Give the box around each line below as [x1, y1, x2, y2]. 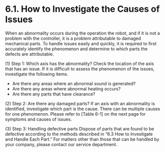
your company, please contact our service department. [5, 141, 118, 147]
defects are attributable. [5, 51, 54, 57]
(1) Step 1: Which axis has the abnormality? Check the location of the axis [5, 61, 154, 66]
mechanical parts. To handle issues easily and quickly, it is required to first [5, 40, 157, 46]
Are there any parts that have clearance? [12, 91, 95, 97]
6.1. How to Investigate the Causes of [5, 3, 160, 15]
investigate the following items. [5, 71, 68, 77]
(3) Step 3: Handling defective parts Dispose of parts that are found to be [5, 125, 155, 131]
